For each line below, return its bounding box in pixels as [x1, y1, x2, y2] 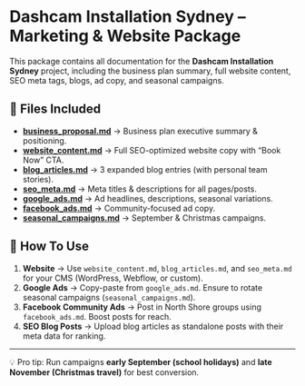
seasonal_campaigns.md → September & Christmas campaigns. [22, 212, 267, 223]
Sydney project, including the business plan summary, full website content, [9, 65, 291, 76]
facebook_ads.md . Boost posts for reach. [22, 311, 172, 322]
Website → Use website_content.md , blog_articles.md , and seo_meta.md [22, 262, 292, 273]
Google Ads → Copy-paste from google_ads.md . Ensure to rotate [22, 282, 263, 292]
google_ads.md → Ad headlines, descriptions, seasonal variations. [22, 193, 274, 203]
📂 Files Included [9, 102, 102, 117]
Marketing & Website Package [9, 25, 241, 46]
